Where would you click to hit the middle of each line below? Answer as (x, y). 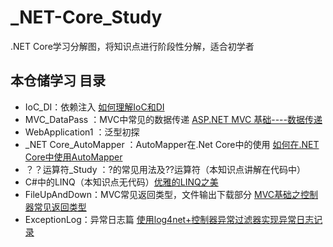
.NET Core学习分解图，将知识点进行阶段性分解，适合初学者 (132, 46)
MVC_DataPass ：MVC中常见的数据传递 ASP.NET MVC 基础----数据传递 (173, 119)
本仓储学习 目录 (58, 81)
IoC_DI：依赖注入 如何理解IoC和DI (94, 107)
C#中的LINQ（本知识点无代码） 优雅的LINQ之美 (121, 182)
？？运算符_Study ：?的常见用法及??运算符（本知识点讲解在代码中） (165, 169)
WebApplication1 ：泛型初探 (82, 132)
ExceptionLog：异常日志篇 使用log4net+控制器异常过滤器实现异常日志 (169, 219)
